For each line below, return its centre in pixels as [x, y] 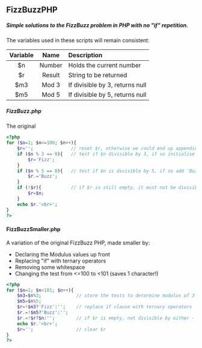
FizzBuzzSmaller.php [33, 229]
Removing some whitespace [50, 267]
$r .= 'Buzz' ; [43, 176]
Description [85, 55]
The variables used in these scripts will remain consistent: [78, 40]
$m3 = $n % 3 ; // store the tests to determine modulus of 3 [106, 296]
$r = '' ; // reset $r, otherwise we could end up [95, 149]
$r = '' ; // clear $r [62, 329]
